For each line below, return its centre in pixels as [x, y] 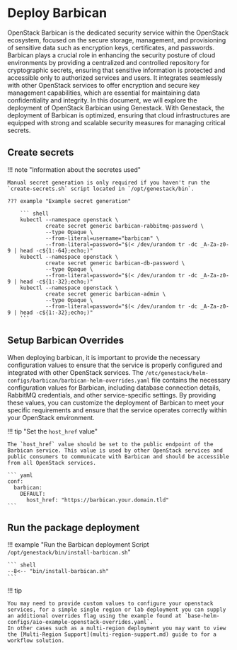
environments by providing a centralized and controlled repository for [109, 62]
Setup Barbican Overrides [66, 341]
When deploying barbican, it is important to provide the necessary [104, 357]
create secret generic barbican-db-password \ [115, 263]
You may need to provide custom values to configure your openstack [110, 604]
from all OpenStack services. [52, 463]
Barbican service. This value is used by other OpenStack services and [115, 451]
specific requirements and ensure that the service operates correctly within [117, 410]
